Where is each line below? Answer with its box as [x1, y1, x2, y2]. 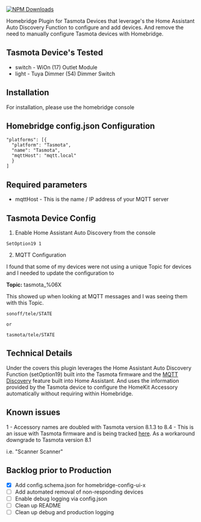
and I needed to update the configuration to [6, 269, 114, 277]
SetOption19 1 [6, 241, 42, 247]
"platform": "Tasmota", [11, 142, 71, 148]
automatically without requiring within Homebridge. [6, 389, 134, 397]
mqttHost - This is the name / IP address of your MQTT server [14, 196, 169, 203]
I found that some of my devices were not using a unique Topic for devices [6, 263, 192, 271]
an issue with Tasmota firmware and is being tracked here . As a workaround [6, 430, 196, 437]
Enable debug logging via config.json [14, 495, 108, 502]
